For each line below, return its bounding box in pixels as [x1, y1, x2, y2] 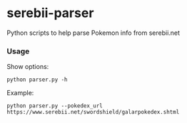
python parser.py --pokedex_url [6, 102, 103, 109]
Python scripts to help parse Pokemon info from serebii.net [6, 28, 180, 37]
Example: [6, 89, 34, 97]
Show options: [6, 63, 49, 71]
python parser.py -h [6, 76, 69, 83]
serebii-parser [6, 5, 94, 21]
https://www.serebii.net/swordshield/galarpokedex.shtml [6, 109, 180, 116]
